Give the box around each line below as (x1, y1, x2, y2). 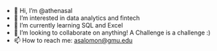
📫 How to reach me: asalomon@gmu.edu (13, 37, 133, 44)
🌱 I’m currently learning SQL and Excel (13, 21, 123, 29)
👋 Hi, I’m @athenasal (13, 7, 73, 14)
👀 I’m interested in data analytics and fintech (13, 14, 140, 22)
